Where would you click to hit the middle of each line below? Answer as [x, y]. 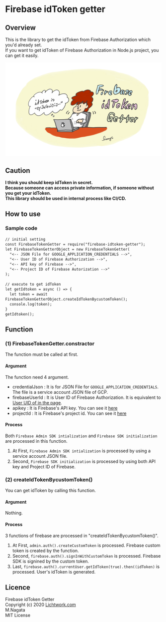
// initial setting [25, 239]
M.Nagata [15, 610]
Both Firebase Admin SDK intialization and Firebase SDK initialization [81, 436]
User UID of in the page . [37, 402]
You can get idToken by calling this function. [50, 491]
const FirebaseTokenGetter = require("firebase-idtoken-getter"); [75, 244]
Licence [18, 587]
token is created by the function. [45, 551]
